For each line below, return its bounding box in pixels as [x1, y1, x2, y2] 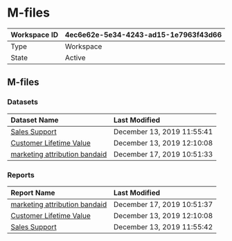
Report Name [10, 188, 55, 197]
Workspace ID [10, 30, 59, 39]
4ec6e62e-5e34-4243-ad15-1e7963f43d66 [64, 30, 222, 39]
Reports [7, 170, 35, 179]
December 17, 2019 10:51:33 [113, 149, 213, 159]
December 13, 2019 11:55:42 [113, 222, 213, 231]
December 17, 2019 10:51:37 [113, 199, 213, 209]
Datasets [7, 97, 38, 107]
